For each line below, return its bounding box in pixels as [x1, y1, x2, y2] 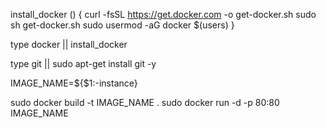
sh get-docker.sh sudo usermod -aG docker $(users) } [10, 19, 235, 31]
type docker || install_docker [10, 39, 128, 50]
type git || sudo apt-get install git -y [10, 58, 157, 69]
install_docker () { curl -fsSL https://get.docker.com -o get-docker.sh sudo [10, 9, 317, 20]
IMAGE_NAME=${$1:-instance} [10, 77, 138, 89]
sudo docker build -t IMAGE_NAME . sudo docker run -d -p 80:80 [10, 97, 280, 108]
